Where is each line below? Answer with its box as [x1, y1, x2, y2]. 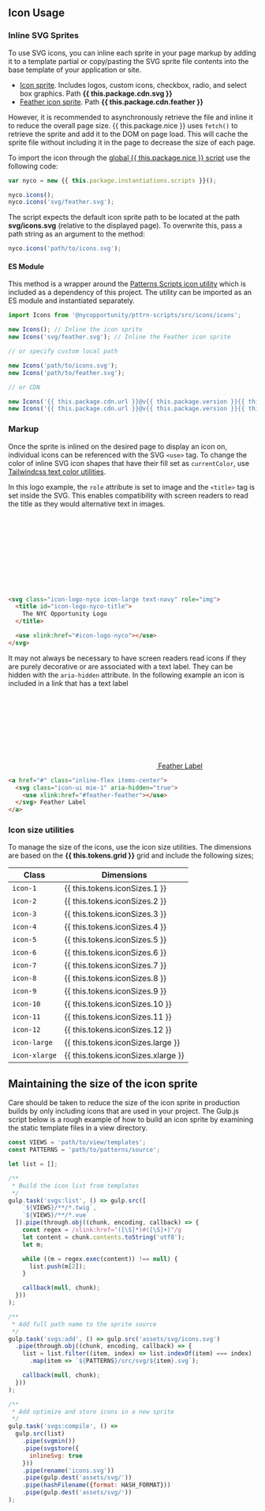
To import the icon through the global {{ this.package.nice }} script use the [8, 153, 251, 162]
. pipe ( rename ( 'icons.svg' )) [22, 1467, 114, 1475]
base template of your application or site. [8, 65, 142, 74]
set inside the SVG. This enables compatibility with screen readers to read [8, 490, 248, 500]
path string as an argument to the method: [8, 229, 146, 239]
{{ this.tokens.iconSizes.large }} [64, 1037, 181, 1048]
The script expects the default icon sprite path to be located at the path [8, 213, 241, 222]
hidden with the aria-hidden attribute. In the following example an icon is [8, 670, 244, 680]
